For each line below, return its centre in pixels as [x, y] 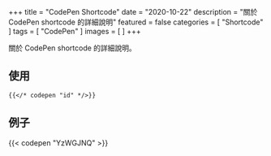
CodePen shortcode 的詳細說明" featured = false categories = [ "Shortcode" [136, 22]
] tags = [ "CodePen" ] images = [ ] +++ [75, 31]
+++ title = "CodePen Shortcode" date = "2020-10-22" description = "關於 [133, 12]
